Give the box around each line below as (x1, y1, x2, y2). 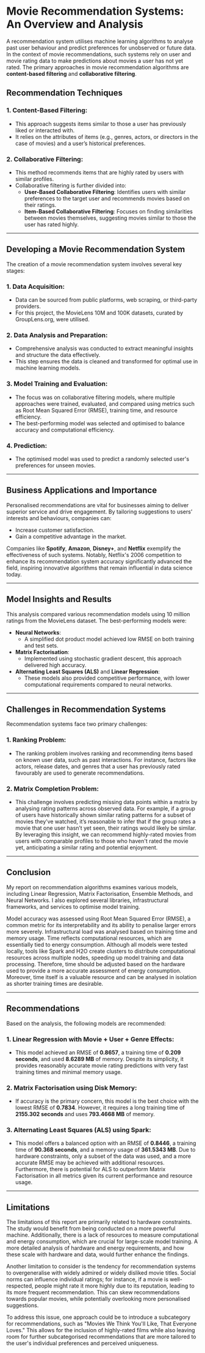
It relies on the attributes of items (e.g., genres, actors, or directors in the (15, 133, 198, 140)
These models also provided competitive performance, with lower (24, 674, 190, 682)
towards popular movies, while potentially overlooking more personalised (6, 1295, 190, 1303)
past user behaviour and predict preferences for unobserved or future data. (6, 44, 196, 51)
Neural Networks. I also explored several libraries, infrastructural (6, 896, 169, 904)
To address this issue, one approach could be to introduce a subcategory (6, 1314, 191, 1321)
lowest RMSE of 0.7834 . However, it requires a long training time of (15, 1104, 185, 1111)
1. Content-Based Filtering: (6, 106, 88, 114)
